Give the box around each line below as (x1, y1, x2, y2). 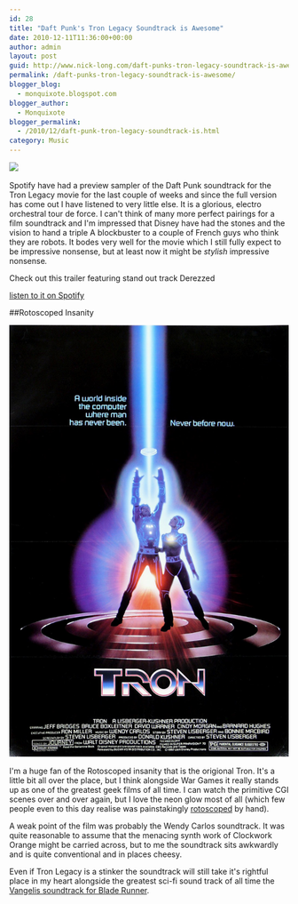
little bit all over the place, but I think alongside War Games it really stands (9, 775, 279, 786)
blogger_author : (9, 99, 69, 108)
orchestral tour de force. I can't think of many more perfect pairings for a (9, 209, 275, 219)
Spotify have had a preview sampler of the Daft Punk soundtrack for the (9, 180, 272, 190)
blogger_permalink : (9, 117, 82, 126)
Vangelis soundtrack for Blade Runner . (9, 885, 150, 896)
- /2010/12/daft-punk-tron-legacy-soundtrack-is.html (17, 127, 220, 136)
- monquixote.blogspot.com (17, 89, 117, 98)
